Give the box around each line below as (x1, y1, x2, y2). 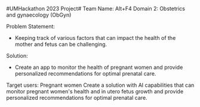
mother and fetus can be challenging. (14, 41, 107, 48)
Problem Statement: (6, 23, 56, 30)
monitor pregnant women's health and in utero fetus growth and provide (6, 88, 184, 95)
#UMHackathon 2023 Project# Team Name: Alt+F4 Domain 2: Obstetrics (6, 5, 185, 12)
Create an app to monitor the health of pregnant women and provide (14, 64, 183, 71)
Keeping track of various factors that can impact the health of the (14, 34, 176, 41)
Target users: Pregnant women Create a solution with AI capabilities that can (6, 81, 195, 89)
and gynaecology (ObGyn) (6, 11, 72, 18)
